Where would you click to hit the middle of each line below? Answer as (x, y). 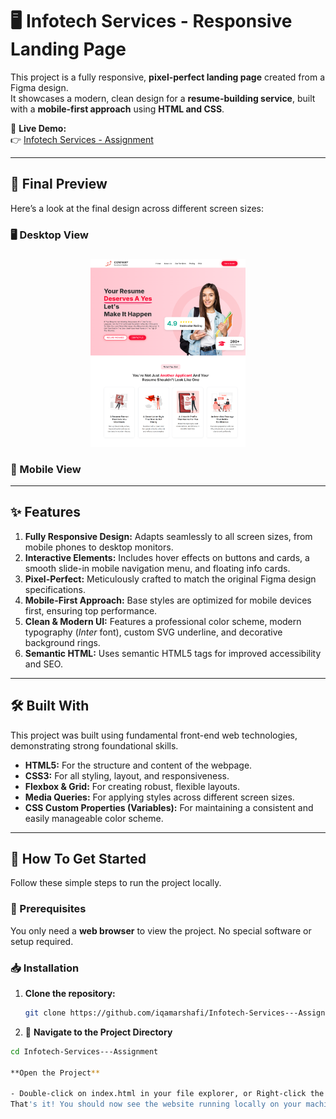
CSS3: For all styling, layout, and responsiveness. (127, 775)
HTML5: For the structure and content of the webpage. (138, 765)
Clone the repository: (70, 993)
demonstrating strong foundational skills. (94, 745)
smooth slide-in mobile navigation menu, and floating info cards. (157, 568)
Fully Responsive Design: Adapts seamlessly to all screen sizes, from (168, 536)
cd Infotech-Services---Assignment (84, 1051)
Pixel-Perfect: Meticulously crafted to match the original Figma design (170, 579)
